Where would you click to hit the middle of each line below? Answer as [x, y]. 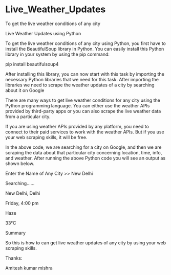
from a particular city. [28, 117]
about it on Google [25, 90]
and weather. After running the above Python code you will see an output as [85, 158]
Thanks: [14, 258]
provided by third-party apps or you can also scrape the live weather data [83, 111]
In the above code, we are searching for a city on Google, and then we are [84, 147]
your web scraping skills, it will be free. [46, 137]
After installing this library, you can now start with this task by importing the [85, 74]
